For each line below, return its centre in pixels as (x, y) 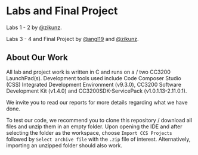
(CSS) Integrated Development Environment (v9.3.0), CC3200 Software (94, 84)
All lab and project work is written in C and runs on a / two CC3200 (89, 72)
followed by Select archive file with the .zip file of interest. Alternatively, (98, 139)
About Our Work (37, 58)
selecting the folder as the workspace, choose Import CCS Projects (89, 132)
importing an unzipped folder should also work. (64, 145)
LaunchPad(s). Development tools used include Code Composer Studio (94, 78)
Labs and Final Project (62, 11)
